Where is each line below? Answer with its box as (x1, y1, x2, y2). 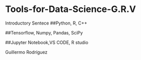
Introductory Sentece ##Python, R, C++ (5, 20, 88, 26)
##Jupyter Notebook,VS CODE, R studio (5, 39, 89, 45)
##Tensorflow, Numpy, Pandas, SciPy (5, 29, 83, 35)
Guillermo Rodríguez (5, 49, 48, 55)
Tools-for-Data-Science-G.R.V (5, 3, 136, 15)
